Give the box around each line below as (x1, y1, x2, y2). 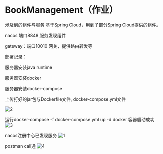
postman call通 (5, 143, 36, 149)
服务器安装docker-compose (5, 85, 62, 91)
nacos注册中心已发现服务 (5, 132, 57, 138)
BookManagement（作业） (5, 4, 118, 16)
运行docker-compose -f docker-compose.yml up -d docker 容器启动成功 (5, 116, 155, 122)
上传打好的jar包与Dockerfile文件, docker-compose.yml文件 (5, 96, 126, 102)
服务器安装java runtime (5, 64, 52, 70)
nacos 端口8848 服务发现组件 (5, 32, 66, 38)
